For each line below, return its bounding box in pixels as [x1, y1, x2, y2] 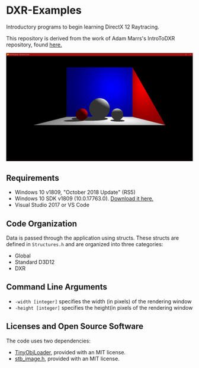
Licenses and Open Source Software [6, 322, 144, 332]
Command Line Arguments [6, 282, 108, 292]
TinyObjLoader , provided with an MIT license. [14, 348, 126, 356]
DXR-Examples [6, 4, 82, 17]
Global [14, 252, 31, 259]
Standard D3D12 [14, 258, 55, 265]
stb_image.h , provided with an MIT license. [14, 355, 120, 362]
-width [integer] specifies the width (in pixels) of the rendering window [14, 298, 192, 305]
